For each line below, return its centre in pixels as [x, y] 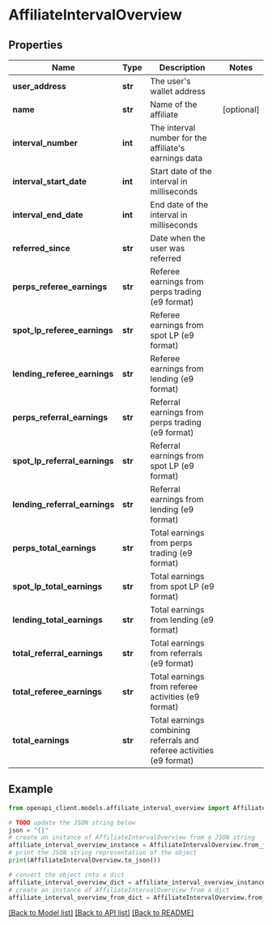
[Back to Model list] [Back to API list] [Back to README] [101, 913]
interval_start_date [50, 181]
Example [31, 789]
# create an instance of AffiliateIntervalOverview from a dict [119, 890]
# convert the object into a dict [67, 875]
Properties [36, 45]
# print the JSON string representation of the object [103, 853]
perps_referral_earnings [60, 417]
